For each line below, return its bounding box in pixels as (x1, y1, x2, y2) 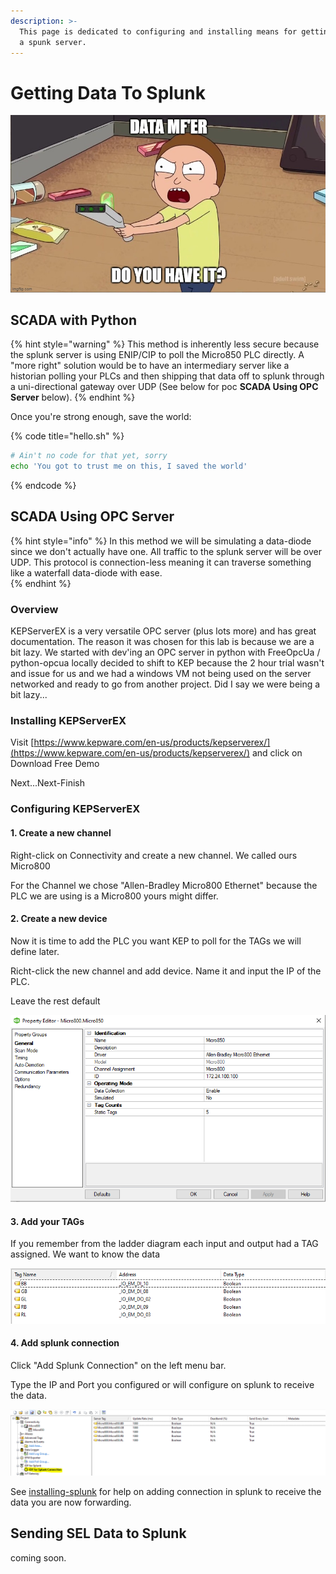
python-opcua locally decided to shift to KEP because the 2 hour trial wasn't (10, 657, 325, 669)
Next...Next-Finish (10, 777, 86, 789)
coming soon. (10, 1551, 67, 1564)
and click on (251, 747, 303, 759)
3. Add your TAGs (10, 1215, 85, 1227)
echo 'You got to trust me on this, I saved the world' (10, 461, 248, 472)
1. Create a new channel (10, 827, 112, 839)
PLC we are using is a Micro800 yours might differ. (10, 890, 219, 902)
